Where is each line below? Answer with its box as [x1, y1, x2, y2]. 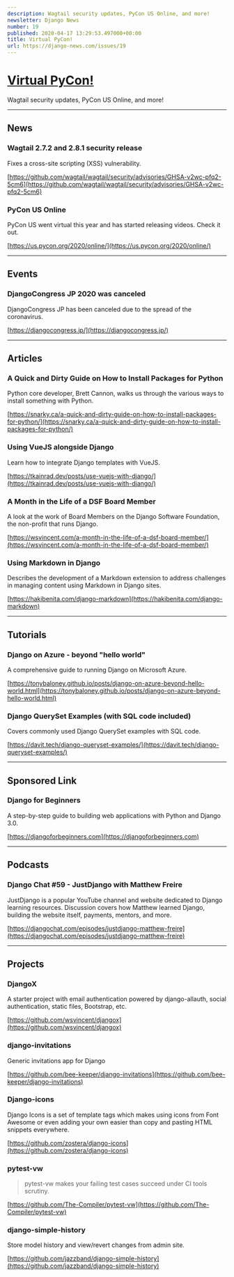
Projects [7, 958, 45, 970]
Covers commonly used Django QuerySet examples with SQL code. [7, 727, 201, 736]
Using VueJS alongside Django [7, 442, 114, 452]
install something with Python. [7, 396, 94, 405]
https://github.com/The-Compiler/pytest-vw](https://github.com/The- [9, 1200, 210, 1209]
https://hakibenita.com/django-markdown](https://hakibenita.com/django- [9, 595, 223, 603]
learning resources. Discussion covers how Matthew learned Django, [7, 903, 205, 911]
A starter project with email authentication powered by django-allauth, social [7, 995, 226, 1003]
